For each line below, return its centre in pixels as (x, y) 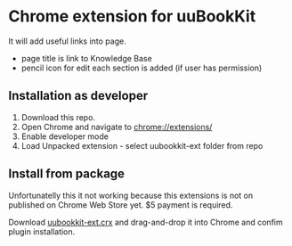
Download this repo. (58, 117)
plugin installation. (42, 231)
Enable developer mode (65, 136)
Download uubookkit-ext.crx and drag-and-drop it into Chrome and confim (146, 222)
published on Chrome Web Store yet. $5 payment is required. (121, 205)
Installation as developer (78, 96)
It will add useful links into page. (67, 41)
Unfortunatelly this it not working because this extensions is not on (131, 195)
